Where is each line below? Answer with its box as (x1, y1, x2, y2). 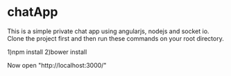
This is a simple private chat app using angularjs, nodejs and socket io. (7, 27, 209, 35)
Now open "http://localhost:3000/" (7, 61, 107, 69)
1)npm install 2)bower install (7, 48, 87, 56)
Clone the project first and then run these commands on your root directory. (7, 34, 224, 42)
